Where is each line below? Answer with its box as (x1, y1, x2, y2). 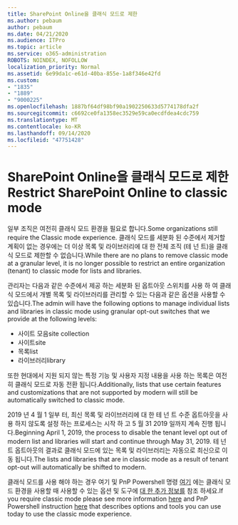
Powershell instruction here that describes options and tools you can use (7, 502, 222, 511)
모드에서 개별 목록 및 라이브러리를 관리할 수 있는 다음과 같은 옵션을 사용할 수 (14, 290, 226, 299)
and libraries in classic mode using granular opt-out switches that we (7, 307, 210, 316)
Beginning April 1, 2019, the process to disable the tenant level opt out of (14, 428, 228, 437)
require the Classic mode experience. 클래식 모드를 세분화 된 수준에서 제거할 (7, 233, 226, 242)
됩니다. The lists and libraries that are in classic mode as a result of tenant (14, 455, 229, 464)
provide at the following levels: (7, 315, 98, 323)
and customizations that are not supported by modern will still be (7, 388, 198, 397)
